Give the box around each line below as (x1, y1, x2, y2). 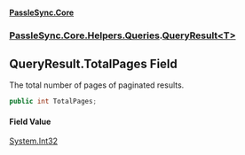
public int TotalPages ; (9, 97, 98, 106)
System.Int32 (9, 136, 58, 146)
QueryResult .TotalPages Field (9, 56, 178, 71)
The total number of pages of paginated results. (9, 80, 185, 90)
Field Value (9, 116, 51, 127)
